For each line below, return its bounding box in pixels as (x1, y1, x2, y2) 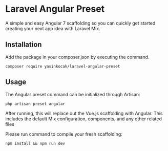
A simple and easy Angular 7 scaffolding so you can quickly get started (5, 20, 156, 26)
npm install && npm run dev (5, 141, 66, 146)
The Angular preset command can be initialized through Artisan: (5, 91, 140, 97)
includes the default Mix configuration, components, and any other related (5, 116, 162, 122)
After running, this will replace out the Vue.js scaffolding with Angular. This (5, 110, 163, 116)
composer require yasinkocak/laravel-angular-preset (5, 63, 120, 69)
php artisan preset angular (5, 101, 66, 106)
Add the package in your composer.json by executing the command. (5, 54, 150, 60)
